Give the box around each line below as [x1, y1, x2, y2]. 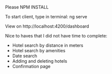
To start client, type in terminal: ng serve [5, 14, 87, 19]
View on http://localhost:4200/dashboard [5, 23, 89, 29]
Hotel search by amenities [12, 48, 66, 53]
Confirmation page [12, 64, 51, 69]
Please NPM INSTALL [5, 4, 49, 10]
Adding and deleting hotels [12, 58, 68, 64]
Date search [12, 53, 37, 59]
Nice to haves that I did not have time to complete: [5, 33, 108, 38]
